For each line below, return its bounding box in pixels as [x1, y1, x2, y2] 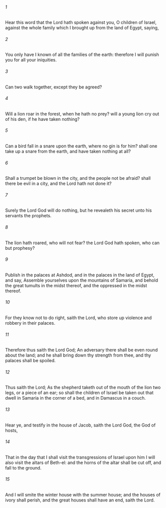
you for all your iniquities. [5, 57, 57, 63]
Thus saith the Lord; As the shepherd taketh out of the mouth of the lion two [5, 385, 161, 391]
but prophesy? [5, 245, 35, 251]
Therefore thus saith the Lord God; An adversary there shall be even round [5, 347, 158, 353]
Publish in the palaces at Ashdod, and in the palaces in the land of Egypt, [5, 272, 155, 278]
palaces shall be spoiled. [5, 358, 56, 364]
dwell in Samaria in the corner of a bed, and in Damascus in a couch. [5, 395, 146, 401]
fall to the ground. [5, 465, 42, 471]
